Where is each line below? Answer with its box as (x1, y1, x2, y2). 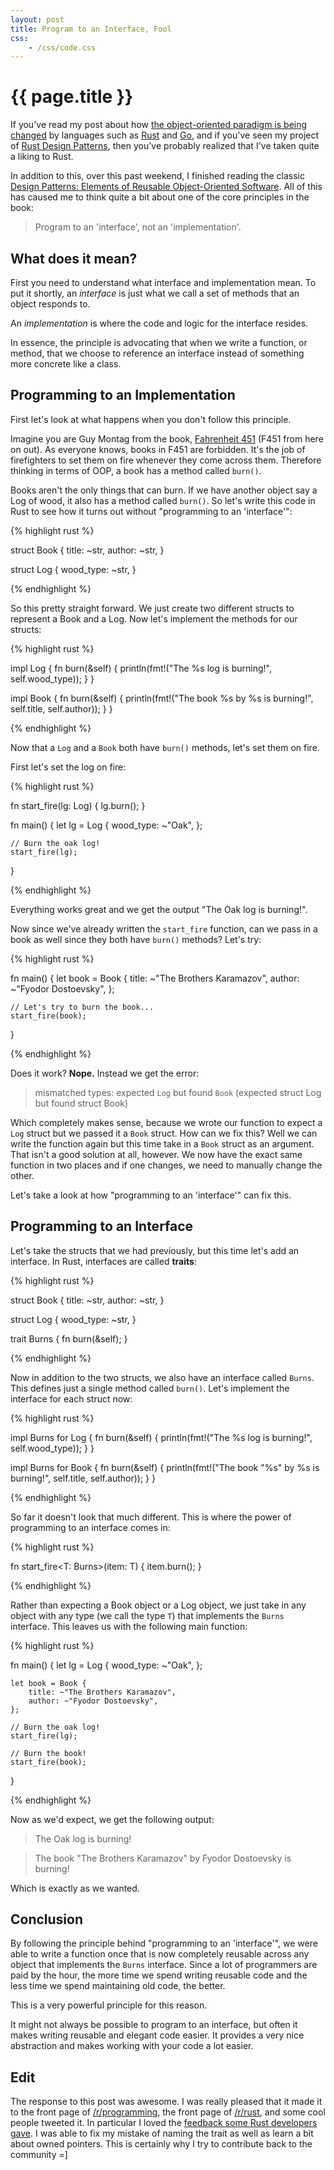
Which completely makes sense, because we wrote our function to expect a (10, 1116, 323, 1128)
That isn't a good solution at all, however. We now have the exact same (10, 1148, 303, 1160)
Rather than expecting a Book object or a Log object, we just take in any (10, 1599, 307, 1611)
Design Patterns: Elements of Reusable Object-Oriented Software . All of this (10, 181, 323, 193)
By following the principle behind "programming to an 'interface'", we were (10, 1937, 318, 1950)
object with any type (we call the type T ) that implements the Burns (10, 1609, 285, 1621)
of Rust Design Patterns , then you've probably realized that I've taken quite (10, 140, 320, 152)
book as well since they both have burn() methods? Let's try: (10, 933, 262, 945)
